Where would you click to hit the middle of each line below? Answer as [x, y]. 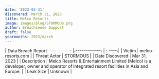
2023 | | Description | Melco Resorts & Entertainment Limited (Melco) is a [78, 61]
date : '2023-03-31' [25, 10]
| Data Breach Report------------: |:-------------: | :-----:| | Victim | [72, 50]
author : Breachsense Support [35, 28]
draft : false [18, 32]
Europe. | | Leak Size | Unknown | [38, 71]
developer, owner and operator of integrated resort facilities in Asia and [77, 66]
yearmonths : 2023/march [29, 37]
